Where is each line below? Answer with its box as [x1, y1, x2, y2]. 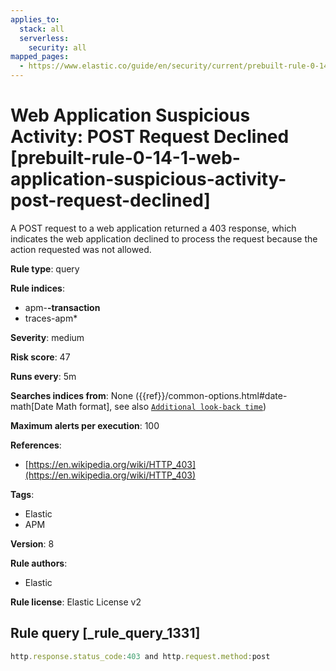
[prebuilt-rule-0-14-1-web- [10, 147, 241, 170]
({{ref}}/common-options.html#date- [135, 389, 288, 401]
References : [10, 439, 62, 451]
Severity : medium [10, 331, 85, 343]
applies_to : [10, 14, 60, 25]
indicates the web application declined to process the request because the [10, 232, 318, 245]
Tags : [10, 488, 35, 500]
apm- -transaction [24, 301, 101, 313]
